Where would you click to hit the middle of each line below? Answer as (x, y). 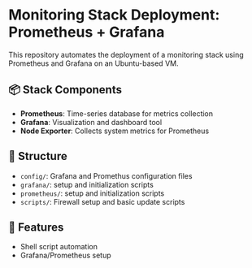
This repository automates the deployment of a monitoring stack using (126, 54)
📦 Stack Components (65, 90)
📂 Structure (38, 156)
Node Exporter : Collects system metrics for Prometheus (115, 131)
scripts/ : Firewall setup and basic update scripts (102, 201)
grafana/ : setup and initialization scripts (87, 184)
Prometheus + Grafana (87, 32)
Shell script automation (59, 247)
